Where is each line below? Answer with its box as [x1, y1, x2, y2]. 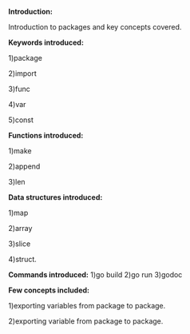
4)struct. [8, 255, 38, 264]
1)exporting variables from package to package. [8, 301, 166, 310]
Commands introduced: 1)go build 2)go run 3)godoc [8, 270, 183, 279]
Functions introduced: [8, 131, 84, 140]
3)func [8, 84, 30, 93]
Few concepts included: [8, 285, 90, 295]
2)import [8, 69, 38, 78]
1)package [8, 54, 42, 62]
